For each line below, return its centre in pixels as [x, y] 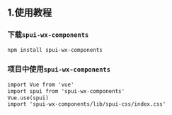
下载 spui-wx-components [48, 35]
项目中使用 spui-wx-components [59, 70]
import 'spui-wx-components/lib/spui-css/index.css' [87, 104]
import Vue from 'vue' [41, 84]
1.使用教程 [30, 13]
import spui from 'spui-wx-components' [66, 91]
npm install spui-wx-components [55, 50]
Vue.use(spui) [28, 98]
